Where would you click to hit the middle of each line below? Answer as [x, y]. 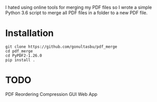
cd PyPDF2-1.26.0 [24, 55]
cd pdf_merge [19, 51]
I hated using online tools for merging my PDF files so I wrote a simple [78, 7]
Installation [30, 33]
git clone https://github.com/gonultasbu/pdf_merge [61, 47]
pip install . [20, 60]
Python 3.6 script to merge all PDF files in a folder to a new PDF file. [76, 13]
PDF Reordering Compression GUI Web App [51, 94]
